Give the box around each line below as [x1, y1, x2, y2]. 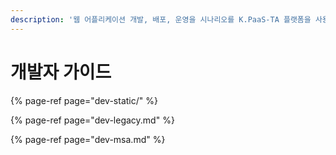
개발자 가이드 [10, 61, 112, 83]
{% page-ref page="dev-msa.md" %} [10, 133, 166, 145]
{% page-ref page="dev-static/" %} [10, 94, 158, 106]
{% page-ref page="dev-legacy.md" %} [10, 114, 175, 126]
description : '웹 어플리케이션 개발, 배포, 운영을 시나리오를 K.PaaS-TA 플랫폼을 [10, 14, 312, 25]
